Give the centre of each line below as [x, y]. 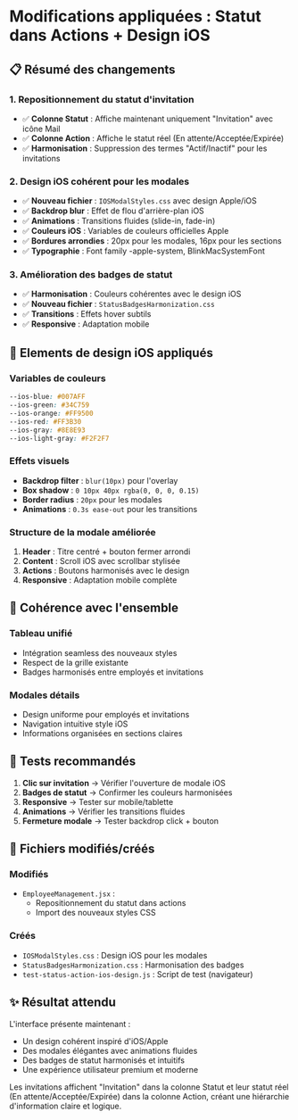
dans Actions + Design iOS [110, 35]
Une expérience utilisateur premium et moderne [110, 1069]
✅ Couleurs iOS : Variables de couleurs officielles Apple [125, 231]
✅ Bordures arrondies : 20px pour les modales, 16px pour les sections [152, 241]
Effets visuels [39, 461]
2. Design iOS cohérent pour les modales [99, 181]
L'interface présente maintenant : [70, 1024]
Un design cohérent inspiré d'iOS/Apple [95, 1041]
